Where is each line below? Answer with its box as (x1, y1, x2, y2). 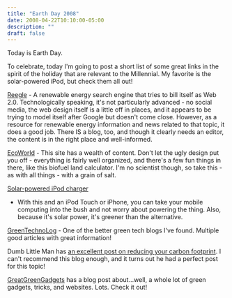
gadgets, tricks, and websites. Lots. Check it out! (7, 283, 148, 292)
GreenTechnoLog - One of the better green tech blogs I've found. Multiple (7, 226, 219, 234)
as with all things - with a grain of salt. (7, 171, 116, 179)
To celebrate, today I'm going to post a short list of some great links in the (7, 62, 219, 70)
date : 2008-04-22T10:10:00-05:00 (7, 17, 105, 24)
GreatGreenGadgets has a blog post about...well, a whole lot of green (7, 276, 207, 284)
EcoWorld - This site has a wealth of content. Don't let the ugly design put (7, 149, 219, 157)
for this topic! (7, 262, 45, 271)
